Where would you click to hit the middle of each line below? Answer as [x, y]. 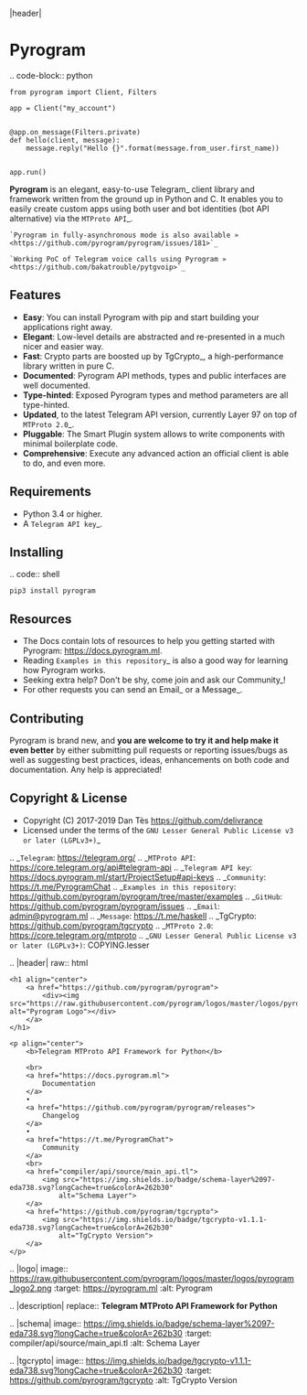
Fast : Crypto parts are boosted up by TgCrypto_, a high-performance [153, 356]
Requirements [50, 492]
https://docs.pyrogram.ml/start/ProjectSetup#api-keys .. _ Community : [138, 876]
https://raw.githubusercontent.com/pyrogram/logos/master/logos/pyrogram [152, 1278]
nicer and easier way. [63, 346]
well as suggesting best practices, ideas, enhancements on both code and [149, 760]
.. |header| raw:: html [49, 962]
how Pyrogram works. [64, 671]
